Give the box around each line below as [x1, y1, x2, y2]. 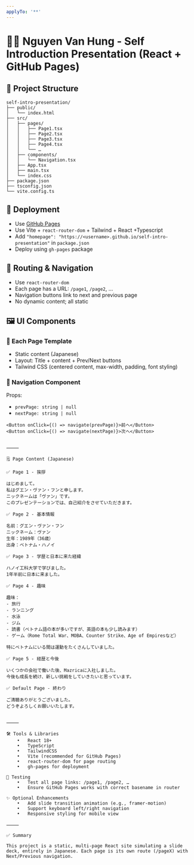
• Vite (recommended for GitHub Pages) [17, 753, 121, 759]
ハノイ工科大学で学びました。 [6, 565, 69, 571]
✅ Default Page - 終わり [6, 685, 67, 692]
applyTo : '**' [6, 8, 42, 15]
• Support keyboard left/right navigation [17, 806, 130, 812]
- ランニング [6, 608, 34, 614]
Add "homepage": [14, 233, 57, 240]
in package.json [51, 240, 90, 247]
